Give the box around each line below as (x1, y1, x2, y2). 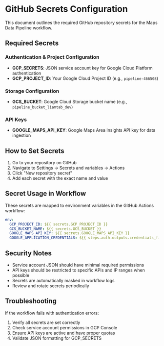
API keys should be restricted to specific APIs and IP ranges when (12, 267, 145, 273)
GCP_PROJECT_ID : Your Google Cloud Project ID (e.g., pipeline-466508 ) (12, 75, 159, 81)
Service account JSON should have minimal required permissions (12, 262, 144, 268)
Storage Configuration (5, 87, 60, 94)
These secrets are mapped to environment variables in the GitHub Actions (5, 202, 154, 208)
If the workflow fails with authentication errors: (5, 310, 99, 316)
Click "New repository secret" (12, 170, 72, 176)
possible (12, 272, 30, 278)
